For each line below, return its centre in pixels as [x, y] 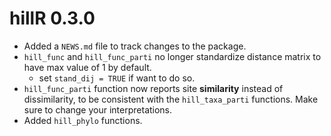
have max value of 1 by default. [87, 67]
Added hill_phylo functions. [83, 120]
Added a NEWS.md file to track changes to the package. [135, 46]
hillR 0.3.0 [52, 18]
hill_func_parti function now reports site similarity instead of [153, 88]
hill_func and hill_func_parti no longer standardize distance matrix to [172, 56]
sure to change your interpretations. [98, 109]
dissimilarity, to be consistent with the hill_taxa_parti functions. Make [171, 99]
